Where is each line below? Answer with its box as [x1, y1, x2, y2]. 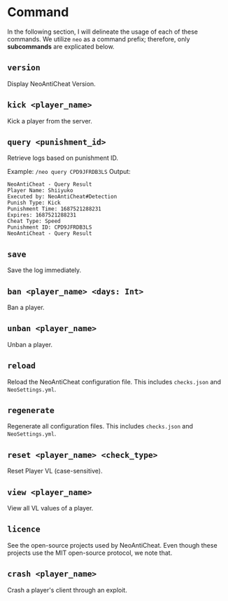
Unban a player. [7, 340, 53, 349]
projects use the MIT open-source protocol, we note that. [7, 548, 173, 557]
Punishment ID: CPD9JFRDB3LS [7, 224, 92, 231]
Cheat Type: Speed [7, 218, 61, 225]
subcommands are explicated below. [7, 42, 115, 50]
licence [7, 524, 41, 534]
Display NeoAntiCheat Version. [7, 79, 96, 88]
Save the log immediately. [7, 266, 82, 274]
